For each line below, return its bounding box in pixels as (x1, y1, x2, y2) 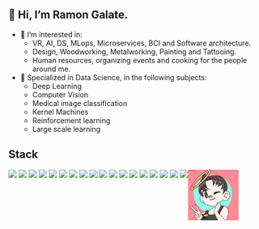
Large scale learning (32, 124, 101, 134)
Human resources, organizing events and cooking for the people (32, 55, 248, 65)
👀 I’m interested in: (19, 29, 83, 39)
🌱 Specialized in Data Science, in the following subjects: (19, 72, 207, 82)
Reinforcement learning (32, 115, 111, 125)
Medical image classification (32, 98, 128, 108)
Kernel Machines (32, 107, 89, 117)
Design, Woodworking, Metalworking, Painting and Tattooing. (32, 46, 237, 57)
